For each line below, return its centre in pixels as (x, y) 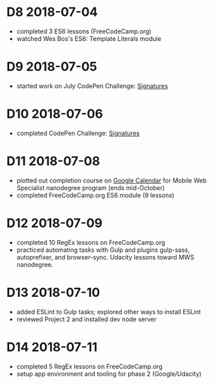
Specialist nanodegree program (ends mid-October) (91, 187)
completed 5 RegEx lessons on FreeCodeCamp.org (89, 366)
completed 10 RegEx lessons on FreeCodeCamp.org (91, 242)
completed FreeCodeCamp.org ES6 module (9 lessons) (95, 195)
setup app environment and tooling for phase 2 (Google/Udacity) (109, 374)
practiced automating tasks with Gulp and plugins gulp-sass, (103, 250)
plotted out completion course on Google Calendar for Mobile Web (112, 180)
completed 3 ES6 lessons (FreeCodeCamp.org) (84, 31)
